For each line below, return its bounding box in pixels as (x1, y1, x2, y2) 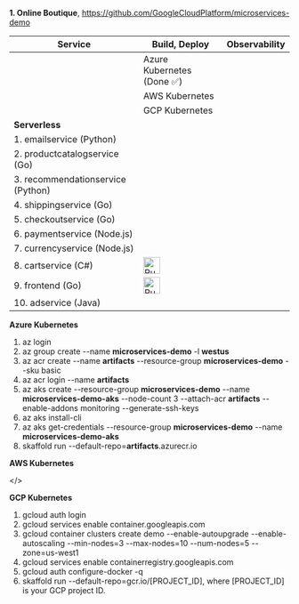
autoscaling (21, 538, 65, 548)
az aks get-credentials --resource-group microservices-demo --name (21, 422, 283, 432)
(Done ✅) (142, 76, 183, 87)
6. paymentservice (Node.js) (13, 228, 133, 239)
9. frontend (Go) (13, 279, 82, 292)
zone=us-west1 (21, 547, 79, 558)
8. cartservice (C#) (13, 260, 93, 271)
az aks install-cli (21, 413, 82, 423)
